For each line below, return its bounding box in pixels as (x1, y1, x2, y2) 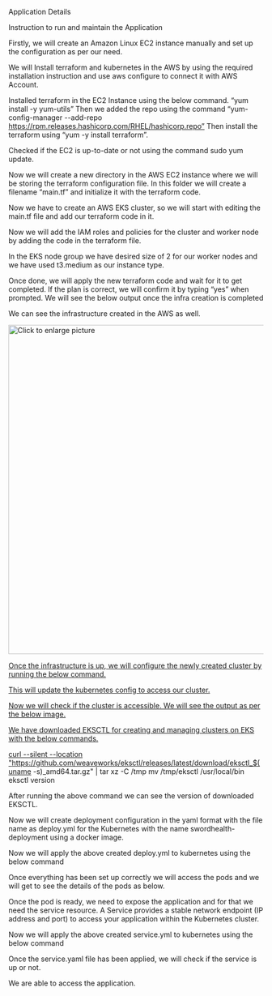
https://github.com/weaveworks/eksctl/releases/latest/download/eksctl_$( (11, 758, 261, 767)
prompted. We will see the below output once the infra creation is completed (8, 293, 264, 302)
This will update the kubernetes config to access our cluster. (8, 685, 210, 695)
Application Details (8, 7, 71, 16)
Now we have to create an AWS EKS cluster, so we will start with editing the (8, 203, 261, 212)
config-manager (8, 113, 63, 122)
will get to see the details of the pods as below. (8, 881, 165, 891)
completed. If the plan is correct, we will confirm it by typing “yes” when (8, 284, 249, 294)
